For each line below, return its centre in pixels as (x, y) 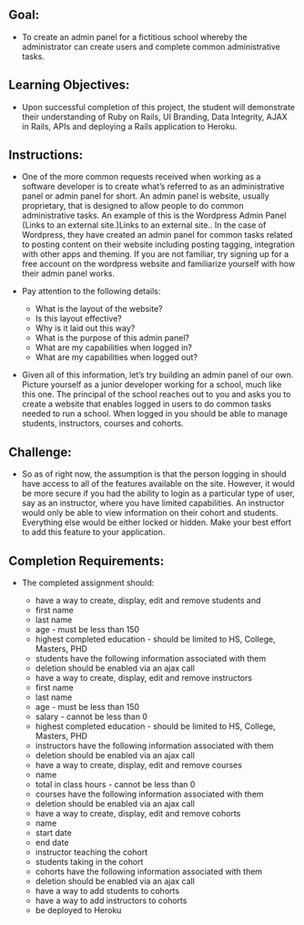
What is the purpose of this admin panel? (112, 338)
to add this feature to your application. (93, 532)
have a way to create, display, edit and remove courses (139, 766)
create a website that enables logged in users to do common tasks (147, 404)
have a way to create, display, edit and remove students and (148, 601)
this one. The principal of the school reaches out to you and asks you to (156, 395)
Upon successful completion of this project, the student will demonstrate (158, 107)
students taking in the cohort (89, 862)
